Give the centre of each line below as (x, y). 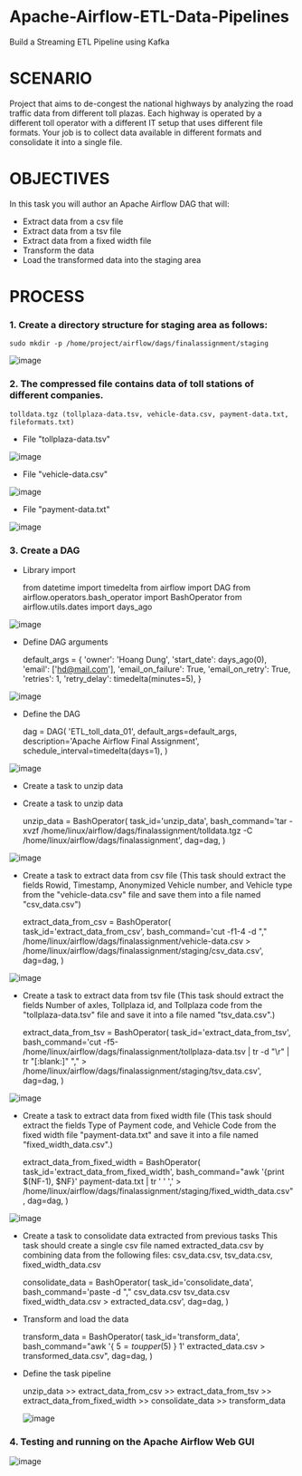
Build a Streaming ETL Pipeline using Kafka (90, 42)
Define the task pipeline (66, 1373)
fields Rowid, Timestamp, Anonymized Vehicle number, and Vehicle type (157, 885)
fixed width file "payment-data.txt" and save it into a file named (141, 1134)
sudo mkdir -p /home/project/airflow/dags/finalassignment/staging (139, 344)
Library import (49, 569)
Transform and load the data (75, 1319)
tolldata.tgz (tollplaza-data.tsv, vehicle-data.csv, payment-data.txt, (149, 414)
